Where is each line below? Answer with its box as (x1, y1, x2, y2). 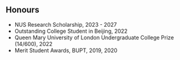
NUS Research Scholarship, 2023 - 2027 (14, 21, 117, 28)
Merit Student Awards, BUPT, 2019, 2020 (14, 47, 118, 54)
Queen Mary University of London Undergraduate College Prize (14, 33, 175, 41)
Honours (5, 5, 40, 15)
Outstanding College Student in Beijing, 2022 (14, 27, 128, 35)
